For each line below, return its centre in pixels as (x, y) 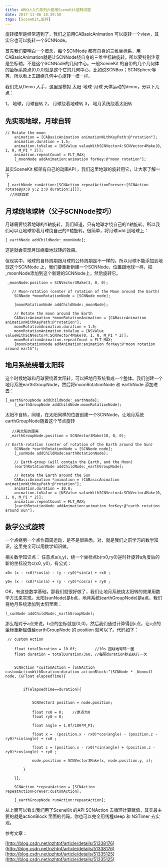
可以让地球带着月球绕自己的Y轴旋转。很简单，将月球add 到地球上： (79, 231)
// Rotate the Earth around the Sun (52, 475)
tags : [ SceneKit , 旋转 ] (28, 19)
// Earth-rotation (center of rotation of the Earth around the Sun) (79, 445)
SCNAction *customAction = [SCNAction (54, 667)
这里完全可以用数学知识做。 (42, 546)
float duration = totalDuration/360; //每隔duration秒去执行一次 (81, 654)
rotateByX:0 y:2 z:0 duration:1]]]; (43, 189)
